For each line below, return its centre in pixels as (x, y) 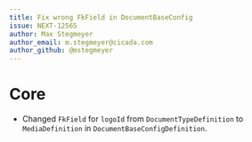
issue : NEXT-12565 (43, 26)
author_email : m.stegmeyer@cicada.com (81, 42)
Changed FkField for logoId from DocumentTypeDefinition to (133, 119)
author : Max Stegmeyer (51, 34)
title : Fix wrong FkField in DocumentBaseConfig (101, 17)
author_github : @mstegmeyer (61, 51)
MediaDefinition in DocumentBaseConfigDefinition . (114, 129)
